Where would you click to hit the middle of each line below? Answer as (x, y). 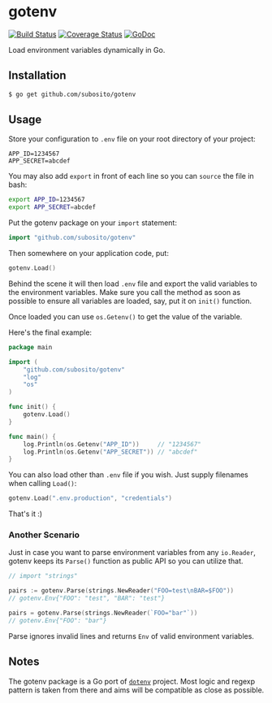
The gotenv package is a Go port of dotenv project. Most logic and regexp (132, 681)
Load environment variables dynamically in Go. (87, 50)
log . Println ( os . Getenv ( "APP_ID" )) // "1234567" (112, 444)
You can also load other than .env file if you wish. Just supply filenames (129, 475)
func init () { (32, 407)
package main (30, 347)
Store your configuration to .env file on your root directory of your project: (132, 139)
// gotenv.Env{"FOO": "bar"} (58, 620)
